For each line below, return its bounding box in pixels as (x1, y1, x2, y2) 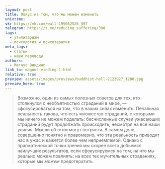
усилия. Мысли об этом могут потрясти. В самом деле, (17, 126, 136, 132)
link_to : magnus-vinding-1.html (5, 68, 72, 73)
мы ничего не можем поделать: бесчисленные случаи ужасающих (17, 116, 161, 122)
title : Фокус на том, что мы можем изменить (5, 12, 99, 17)
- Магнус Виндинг (9, 63, 46, 68)
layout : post (5, 7, 32, 12)
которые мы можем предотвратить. (17, 158, 94, 164)
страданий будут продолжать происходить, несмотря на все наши (17, 121, 160, 127)
